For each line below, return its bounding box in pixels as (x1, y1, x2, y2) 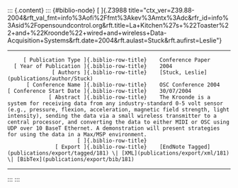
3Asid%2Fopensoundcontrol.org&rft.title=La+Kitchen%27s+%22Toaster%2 (7, 21, 229, 29)
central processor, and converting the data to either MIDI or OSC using (7, 118, 230, 126)
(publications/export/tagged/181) (7, 150, 110, 157)
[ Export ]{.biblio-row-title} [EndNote (55, 143, 186, 150)
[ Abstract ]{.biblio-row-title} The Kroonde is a (48, 94, 211, 101)
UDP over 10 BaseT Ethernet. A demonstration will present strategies (7, 125, 220, 132)
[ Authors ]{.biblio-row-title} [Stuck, (52, 69, 182, 76)
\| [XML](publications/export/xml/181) (112, 150, 230, 157)
